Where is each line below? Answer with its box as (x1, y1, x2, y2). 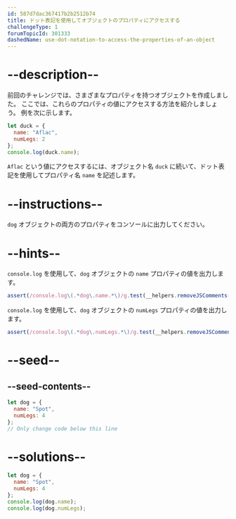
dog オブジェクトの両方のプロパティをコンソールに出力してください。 (7, 220, 209, 229)
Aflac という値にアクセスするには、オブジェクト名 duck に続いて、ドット (7, 162, 219, 171)
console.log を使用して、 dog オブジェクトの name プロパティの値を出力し (7, 269, 218, 278)
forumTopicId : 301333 (7, 30, 71, 37)
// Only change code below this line (7, 425, 118, 432)
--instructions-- (7, 196, 103, 212)
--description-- (7, 67, 100, 83)
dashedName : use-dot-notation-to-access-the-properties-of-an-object (7, 37, 216, 44)
